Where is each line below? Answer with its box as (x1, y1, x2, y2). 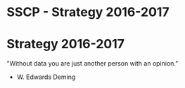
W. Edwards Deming (16, 73, 76, 81)
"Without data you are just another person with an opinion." (6, 59, 179, 68)
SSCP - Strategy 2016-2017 (6, 4, 170, 20)
